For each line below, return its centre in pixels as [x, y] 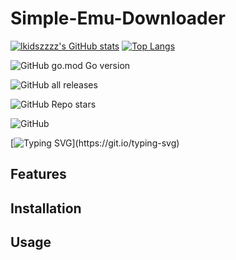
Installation [46, 208]
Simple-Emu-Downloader [118, 18]
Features [38, 174]
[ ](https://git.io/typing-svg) [95, 143]
